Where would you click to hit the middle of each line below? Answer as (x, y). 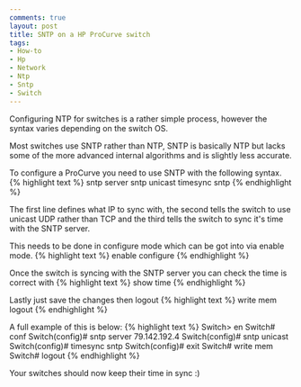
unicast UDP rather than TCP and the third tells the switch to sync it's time (146, 219)
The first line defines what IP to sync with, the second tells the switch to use (150, 209)
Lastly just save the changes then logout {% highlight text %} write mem (143, 300)
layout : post (34, 26)
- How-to (26, 51)
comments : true (38, 18)
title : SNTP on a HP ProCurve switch (80, 34)
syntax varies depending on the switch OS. (89, 128)
